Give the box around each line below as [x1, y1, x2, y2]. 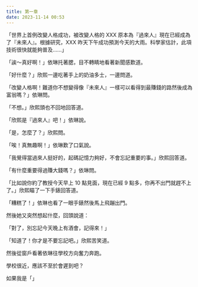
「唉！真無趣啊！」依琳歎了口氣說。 [6, 141, 95, 149]
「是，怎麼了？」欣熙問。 [6, 128, 69, 136]
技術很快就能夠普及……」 [6, 46, 67, 53]
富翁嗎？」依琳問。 [6, 91, 53, 98]
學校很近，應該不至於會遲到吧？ [6, 262, 84, 269]
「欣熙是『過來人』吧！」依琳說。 [6, 116, 89, 123]
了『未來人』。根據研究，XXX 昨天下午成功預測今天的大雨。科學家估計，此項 [6, 38, 192, 46]
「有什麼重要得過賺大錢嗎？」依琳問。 [6, 166, 99, 173]
